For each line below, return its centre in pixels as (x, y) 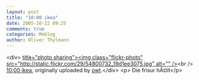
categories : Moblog (31, 35)
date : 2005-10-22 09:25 (36, 23)
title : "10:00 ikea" (32, 18)
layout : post (23, 12)
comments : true (25, 29)
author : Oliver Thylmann (38, 40)
